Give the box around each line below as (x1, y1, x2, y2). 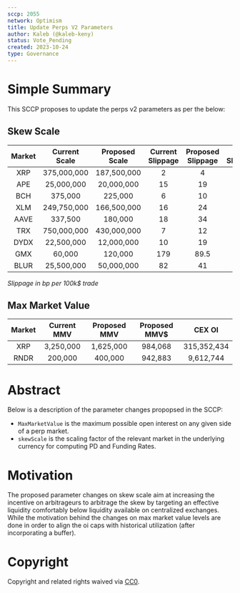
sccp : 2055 (7, 10, 40, 18)
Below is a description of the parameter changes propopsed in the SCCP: (7, 405, 224, 414)
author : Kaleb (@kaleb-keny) (7, 30, 94, 38)
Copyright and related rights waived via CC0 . (7, 577, 140, 586)
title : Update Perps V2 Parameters (7, 24, 114, 31)
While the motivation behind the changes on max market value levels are (7, 514, 221, 522)
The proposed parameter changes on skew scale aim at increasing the (7, 491, 215, 499)
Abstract (7, 382, 61, 398)
